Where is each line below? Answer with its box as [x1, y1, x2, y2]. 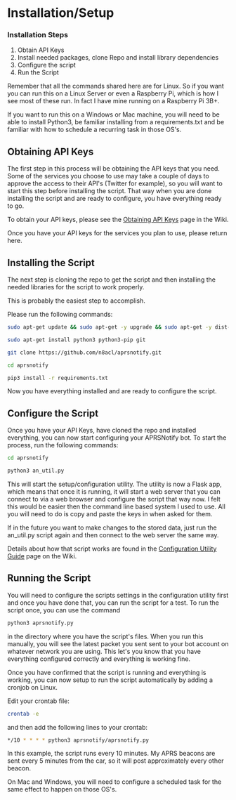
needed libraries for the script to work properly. [7, 283, 145, 291]
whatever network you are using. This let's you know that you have [7, 647, 202, 655]
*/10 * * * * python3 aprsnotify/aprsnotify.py [7, 736, 150, 744]
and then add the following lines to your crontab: [7, 723, 148, 731]
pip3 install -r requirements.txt [7, 374, 109, 381]
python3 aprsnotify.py [7, 619, 74, 627]
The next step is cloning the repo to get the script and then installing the [7, 275, 216, 284]
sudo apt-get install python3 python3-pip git [7, 336, 146, 343]
